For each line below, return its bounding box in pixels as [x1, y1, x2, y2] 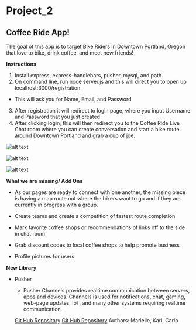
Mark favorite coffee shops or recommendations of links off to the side [14, 224, 185, 231]
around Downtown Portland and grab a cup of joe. [14, 132, 136, 139]
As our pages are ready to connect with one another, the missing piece [14, 189, 186, 196]
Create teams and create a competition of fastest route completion [14, 213, 176, 219]
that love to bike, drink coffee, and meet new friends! [6, 49, 133, 56]
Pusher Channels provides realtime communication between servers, [23, 287, 190, 294]
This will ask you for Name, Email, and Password [14, 96, 132, 103]
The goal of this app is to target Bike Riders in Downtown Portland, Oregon [6, 43, 186, 50]
